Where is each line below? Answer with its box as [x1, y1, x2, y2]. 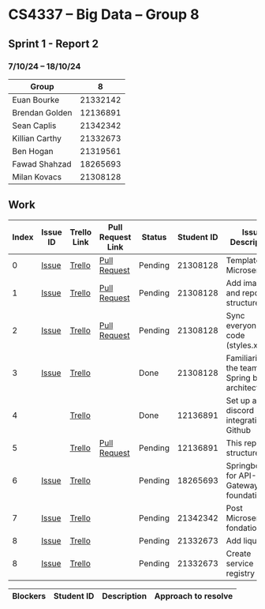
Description [102, 590, 147, 601]
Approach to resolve [154, 590, 233, 601]
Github [226, 424, 251, 435]
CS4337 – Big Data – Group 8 [8, 6, 200, 24]
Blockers [12, 590, 47, 601]
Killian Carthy [12, 133, 62, 144]
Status [141, 231, 167, 242]
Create [226, 547, 252, 558]
